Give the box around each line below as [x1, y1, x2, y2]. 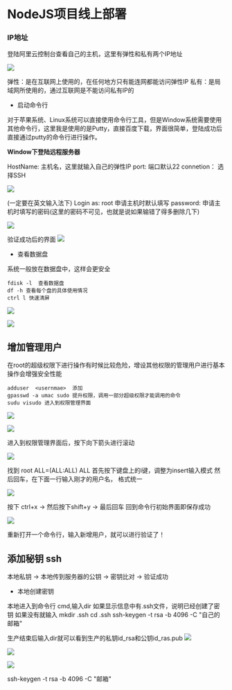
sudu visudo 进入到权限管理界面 [7, 399, 91, 406]
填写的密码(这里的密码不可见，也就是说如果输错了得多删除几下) [19, 207, 200, 216]
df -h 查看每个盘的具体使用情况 [7, 287, 88, 295]
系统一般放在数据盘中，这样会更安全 [7, 265, 111, 273]
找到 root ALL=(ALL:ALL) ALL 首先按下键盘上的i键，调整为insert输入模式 [7, 466, 213, 475]
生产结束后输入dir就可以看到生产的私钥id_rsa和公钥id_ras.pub [7, 634, 184, 642]
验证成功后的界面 [7, 235, 56, 243]
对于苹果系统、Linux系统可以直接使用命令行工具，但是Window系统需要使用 [7, 116, 222, 124]
